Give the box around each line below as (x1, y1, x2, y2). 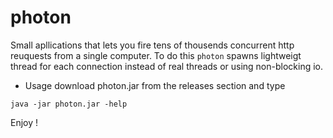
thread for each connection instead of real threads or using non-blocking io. (10, 60, 324, 72)
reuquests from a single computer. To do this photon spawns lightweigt (10, 49, 302, 61)
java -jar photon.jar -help (10, 99, 128, 109)
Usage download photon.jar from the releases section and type (24, 79, 286, 91)
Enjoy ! (10, 116, 39, 128)
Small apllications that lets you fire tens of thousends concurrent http (10, 39, 295, 51)
